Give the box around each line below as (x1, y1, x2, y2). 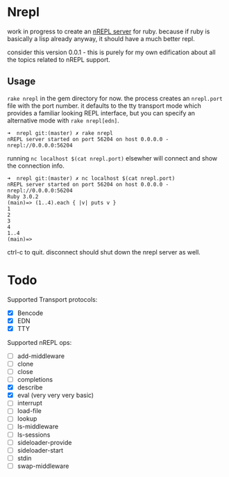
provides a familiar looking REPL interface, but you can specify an (7, 108, 196, 117)
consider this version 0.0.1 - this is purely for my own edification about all (7, 48, 217, 56)
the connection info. (7, 161, 65, 170)
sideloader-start (17, 446, 64, 454)
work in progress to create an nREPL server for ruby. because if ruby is (7, 27, 210, 35)
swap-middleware (17, 462, 69, 470)
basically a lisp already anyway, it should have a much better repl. (7, 34, 196, 42)
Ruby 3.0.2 (7, 193, 39, 200)
